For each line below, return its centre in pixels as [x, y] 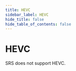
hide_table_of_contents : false [38, 24]
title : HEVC [18, 10]
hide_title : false [25, 19]
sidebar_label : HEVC [27, 15]
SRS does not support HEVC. [35, 63]
